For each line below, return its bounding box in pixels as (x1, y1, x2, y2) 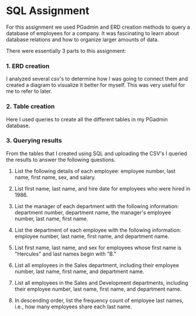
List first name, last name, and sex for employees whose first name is (14, 244, 182, 251)
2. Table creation (6, 103, 55, 111)
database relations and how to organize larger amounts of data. (6, 36, 159, 43)
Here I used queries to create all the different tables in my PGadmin (6, 115, 168, 123)
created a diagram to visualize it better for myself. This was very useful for (6, 81, 185, 89)
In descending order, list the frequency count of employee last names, (14, 297, 184, 304)
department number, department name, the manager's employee (14, 209, 171, 216)
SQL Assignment (6, 4, 90, 18)
